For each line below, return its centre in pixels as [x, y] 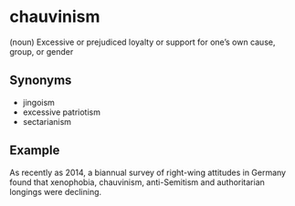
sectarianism [47, 121]
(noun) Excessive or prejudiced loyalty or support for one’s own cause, [142, 42]
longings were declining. [56, 191]
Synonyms [41, 81]
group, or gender [42, 51]
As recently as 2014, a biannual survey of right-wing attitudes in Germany [147, 172]
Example [35, 151]
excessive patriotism [61, 112]
